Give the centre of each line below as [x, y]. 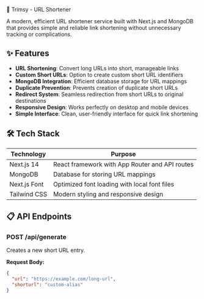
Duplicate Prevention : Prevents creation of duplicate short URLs [97, 87]
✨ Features [28, 54]
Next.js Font [27, 184]
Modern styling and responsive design [108, 194]
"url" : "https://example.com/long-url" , [64, 279]
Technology [28, 154]
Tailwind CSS [28, 194]
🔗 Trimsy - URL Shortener [39, 9]
